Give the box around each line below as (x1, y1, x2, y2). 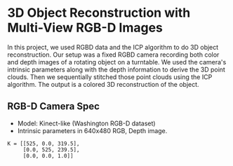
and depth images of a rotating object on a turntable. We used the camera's (7, 57, 227, 66)
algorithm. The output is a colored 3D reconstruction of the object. (7, 80, 199, 88)
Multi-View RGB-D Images (7, 20, 164, 36)
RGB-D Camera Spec (7, 100, 100, 113)
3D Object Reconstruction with (7, 5, 191, 21)
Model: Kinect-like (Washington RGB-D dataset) (17, 119, 156, 127)
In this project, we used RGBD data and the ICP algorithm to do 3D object (7, 43, 219, 51)
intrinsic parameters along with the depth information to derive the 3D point (7, 65, 226, 74)
